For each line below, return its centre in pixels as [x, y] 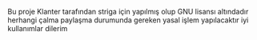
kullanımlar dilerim [38, 28]
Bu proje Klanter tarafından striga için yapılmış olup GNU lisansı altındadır [128, 12]
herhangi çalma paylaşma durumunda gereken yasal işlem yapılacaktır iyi [128, 20]
